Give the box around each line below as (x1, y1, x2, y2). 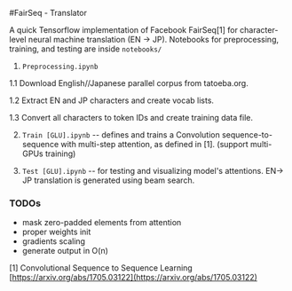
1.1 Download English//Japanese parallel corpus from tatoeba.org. (9, 78, 249, 88)
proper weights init (21, 226, 91, 238)
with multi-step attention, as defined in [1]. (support (60, 139, 249, 149)
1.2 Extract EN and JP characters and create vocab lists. (9, 95, 215, 106)
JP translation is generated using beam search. (21, 175, 195, 185)
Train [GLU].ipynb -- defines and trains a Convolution (21, 130, 220, 140)
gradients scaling (21, 236, 86, 247)
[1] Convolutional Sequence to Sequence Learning (9, 263, 193, 273)
